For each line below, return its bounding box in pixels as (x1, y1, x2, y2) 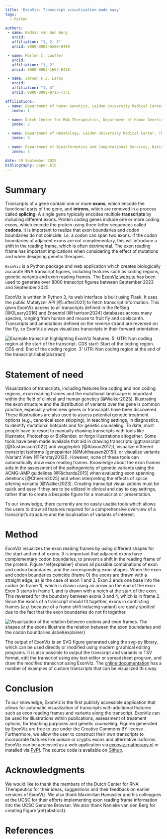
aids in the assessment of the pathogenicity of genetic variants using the (5, 465, 155, 471)
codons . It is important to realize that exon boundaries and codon (5, 227, 140, 233)
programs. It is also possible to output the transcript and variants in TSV (5, 650, 153, 656)
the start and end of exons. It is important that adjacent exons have (5, 551, 143, 557)
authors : (5, 25, 23, 30)
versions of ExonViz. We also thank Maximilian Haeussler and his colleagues (5, 792, 162, 798)
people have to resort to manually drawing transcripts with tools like (5, 428, 144, 434)
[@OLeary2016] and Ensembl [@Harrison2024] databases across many (5, 310, 153, 316)
